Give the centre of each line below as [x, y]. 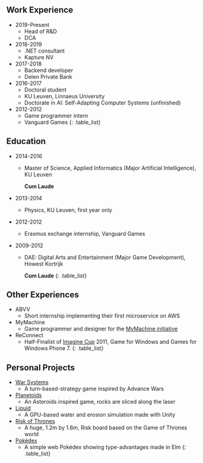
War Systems [32, 382]
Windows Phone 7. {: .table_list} [64, 348]
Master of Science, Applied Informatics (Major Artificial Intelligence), [110, 168]
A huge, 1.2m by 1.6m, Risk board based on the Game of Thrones [106, 428]
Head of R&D [41, 31]
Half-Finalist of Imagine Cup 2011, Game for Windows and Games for [110, 342]
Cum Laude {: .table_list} [55, 275]
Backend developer [48, 70]
